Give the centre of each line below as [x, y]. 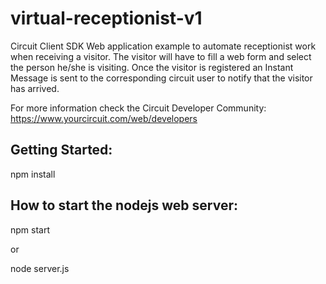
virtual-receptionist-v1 [106, 18]
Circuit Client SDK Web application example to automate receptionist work [163, 46]
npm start [30, 229]
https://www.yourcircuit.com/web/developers [104, 118]
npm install [33, 174]
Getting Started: [61, 150]
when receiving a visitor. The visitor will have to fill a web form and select [161, 56]
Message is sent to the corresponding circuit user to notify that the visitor [161, 78]
